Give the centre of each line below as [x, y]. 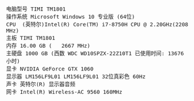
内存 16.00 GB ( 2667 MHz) [48, 46]
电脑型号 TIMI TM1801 [36, 9]
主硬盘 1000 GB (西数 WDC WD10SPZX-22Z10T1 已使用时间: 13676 [95, 53]
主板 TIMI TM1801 [31, 38]
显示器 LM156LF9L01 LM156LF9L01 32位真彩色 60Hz [76, 77]
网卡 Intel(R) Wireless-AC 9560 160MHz [64, 92]
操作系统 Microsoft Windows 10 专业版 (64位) [71, 17]
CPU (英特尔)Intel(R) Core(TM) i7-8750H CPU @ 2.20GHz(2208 [97, 24]
